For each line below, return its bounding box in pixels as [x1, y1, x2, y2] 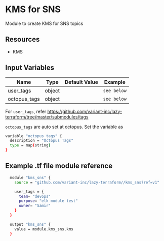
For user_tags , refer [5, 108, 47, 114]
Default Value [64, 78, 99, 85]
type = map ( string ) [10, 143, 51, 148]
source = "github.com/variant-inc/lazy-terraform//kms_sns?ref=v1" [14, 179, 159, 185]
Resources [5, 35, 40, 44]
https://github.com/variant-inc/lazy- [47, 108, 122, 114]
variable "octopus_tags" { [5, 133, 62, 138]
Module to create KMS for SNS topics [5, 20, 84, 26]
